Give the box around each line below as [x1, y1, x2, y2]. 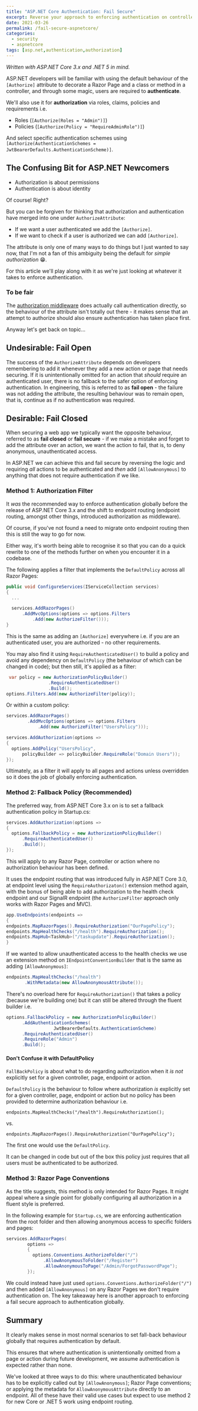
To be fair [6, 288, 34, 296]
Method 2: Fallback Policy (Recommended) [6, 788, 132, 797]
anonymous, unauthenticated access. [6, 448, 97, 455]
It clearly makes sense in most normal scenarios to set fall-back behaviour [6, 1331, 187, 1338]
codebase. [6, 554, 32, 562]
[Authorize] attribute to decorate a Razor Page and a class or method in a [6, 81, 186, 88]
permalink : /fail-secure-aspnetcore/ [6, 25, 99, 31]
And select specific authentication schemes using [6, 134, 127, 141]
